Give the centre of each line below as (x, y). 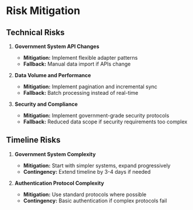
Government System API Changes (57, 46)
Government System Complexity (55, 154)
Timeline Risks (33, 140)
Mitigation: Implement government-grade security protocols (96, 116)
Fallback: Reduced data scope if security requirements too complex (105, 122)
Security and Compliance (46, 104)
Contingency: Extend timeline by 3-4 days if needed (87, 171)
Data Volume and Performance (53, 75)
